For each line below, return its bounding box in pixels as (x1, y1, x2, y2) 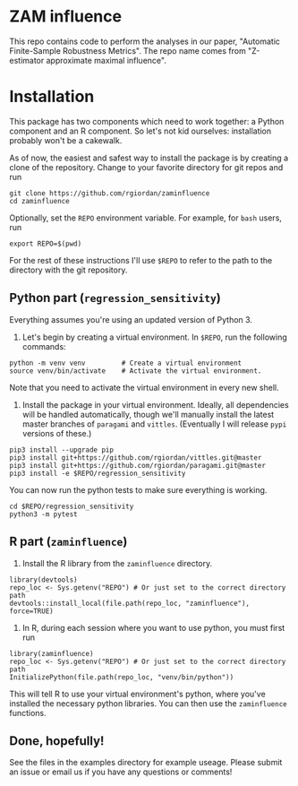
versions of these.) (21, 428, 92, 438)
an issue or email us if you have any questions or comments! (9, 766, 233, 777)
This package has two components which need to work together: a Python (9, 116, 285, 126)
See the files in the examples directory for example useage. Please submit (9, 757, 283, 768)
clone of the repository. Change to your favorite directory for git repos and (9, 161, 284, 172)
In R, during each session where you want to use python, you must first (21, 622, 285, 633)
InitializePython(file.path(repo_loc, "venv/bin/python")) (9, 672, 234, 682)
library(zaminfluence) (9, 649, 94, 658)
